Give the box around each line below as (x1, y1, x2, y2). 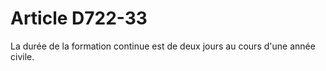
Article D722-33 (10, 7, 148, 30)
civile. (10, 50, 35, 62)
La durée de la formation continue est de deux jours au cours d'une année (10, 40, 316, 52)
